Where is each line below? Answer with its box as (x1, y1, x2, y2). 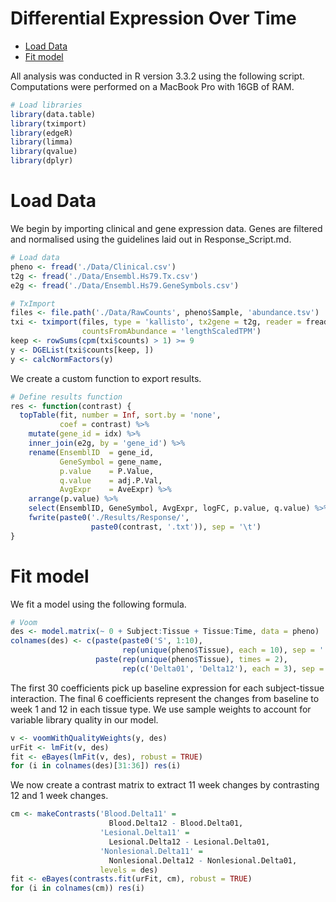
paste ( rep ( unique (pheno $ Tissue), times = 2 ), (95, 655, 288, 665)
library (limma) (10, 137, 74, 147)
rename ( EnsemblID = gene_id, (28, 447, 155, 457)
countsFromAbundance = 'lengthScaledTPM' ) (81, 327, 262, 337)
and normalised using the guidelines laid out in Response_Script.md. (10, 233, 292, 245)
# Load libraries (10, 100, 83, 110)
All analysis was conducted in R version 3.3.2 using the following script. (10, 70, 305, 82)
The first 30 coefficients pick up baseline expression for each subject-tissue (10, 682, 325, 694)
